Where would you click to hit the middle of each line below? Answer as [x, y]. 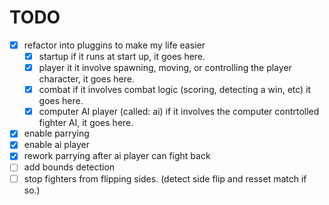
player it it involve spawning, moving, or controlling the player [165, 68]
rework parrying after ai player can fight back [117, 156]
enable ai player [56, 145]
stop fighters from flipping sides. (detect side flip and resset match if [165, 178]
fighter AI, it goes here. [86, 123]
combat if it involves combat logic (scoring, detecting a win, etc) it [175, 90]
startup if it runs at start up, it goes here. [122, 56]
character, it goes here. [86, 79]
